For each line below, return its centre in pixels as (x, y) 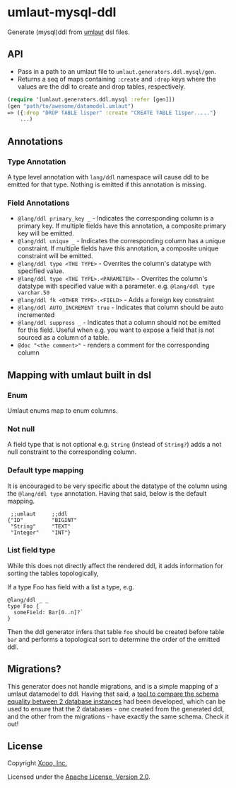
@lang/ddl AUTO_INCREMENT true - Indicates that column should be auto (120, 307)
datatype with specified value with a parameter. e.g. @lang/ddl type (116, 286)
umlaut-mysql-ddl (62, 12)
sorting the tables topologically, (53, 573)
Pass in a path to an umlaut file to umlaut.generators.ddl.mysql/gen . (117, 71)
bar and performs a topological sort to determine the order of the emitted (114, 639)
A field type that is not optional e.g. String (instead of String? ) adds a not (114, 445)
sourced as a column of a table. (64, 338)
